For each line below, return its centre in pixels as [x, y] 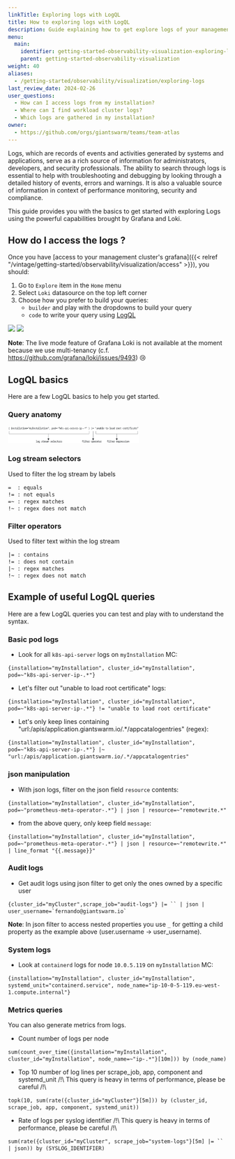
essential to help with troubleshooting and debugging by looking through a [115, 175]
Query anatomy [35, 415]
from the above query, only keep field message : [85, 823]
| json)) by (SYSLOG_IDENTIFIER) [56, 1149]
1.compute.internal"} [39, 993]
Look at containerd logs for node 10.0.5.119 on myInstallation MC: [115, 965]
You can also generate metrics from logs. [67, 1025]
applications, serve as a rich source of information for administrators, [107, 160]
